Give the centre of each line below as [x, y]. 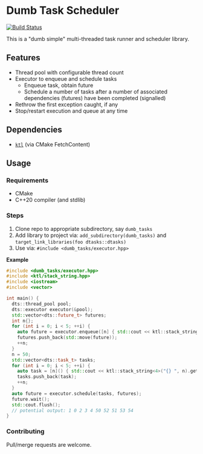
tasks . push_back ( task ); [47, 377]
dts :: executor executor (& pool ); [53, 309]
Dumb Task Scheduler [63, 11]
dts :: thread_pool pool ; [41, 304]
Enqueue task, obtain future [59, 85]
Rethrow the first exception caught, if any [66, 104]
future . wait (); [31, 399]
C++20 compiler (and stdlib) [50, 200]
